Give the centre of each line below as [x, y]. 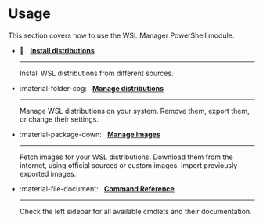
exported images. [48, 173]
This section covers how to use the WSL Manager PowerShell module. [121, 35]
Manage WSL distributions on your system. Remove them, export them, [134, 111]
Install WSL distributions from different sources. [96, 73]
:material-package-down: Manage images [90, 134]
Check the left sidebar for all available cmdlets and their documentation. [135, 211]
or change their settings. [59, 119]
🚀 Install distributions [57, 50]
